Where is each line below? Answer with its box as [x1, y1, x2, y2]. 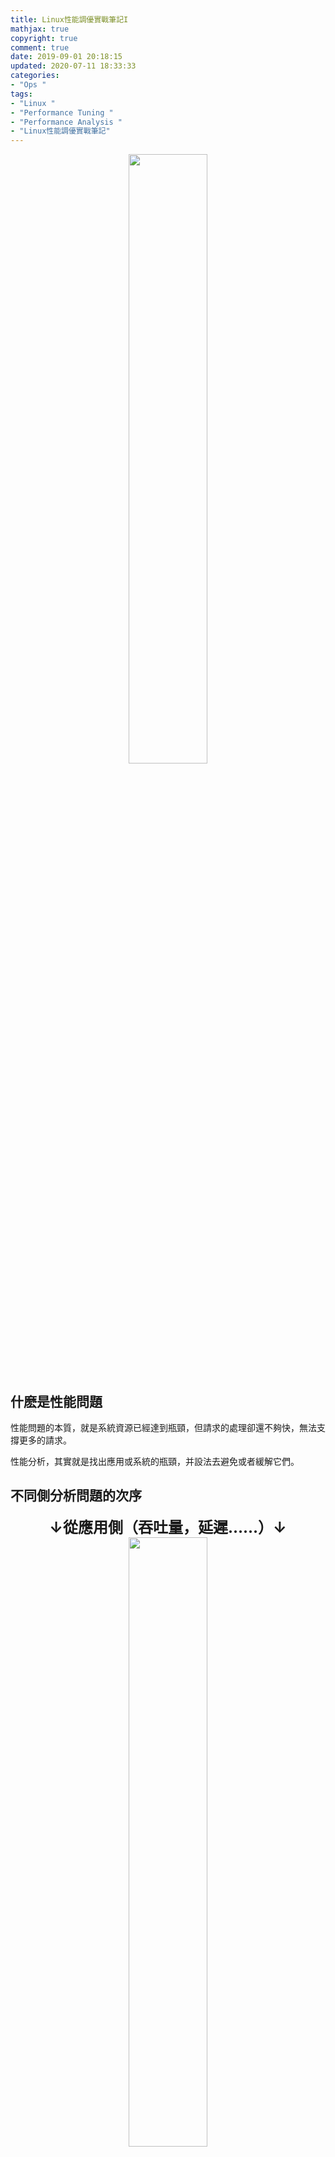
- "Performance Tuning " [10, 107, 114, 118]
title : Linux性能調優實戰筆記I [10, 14, 129, 25]
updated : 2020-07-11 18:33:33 [10, 61, 137, 71]
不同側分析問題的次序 [10, 1487, 142, 1505]
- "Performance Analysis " [10, 117, 123, 127]
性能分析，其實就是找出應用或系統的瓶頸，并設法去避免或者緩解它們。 [10, 1455, 300, 1467]
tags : [10, 89, 33, 99]
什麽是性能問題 [10, 1393, 103, 1410]
